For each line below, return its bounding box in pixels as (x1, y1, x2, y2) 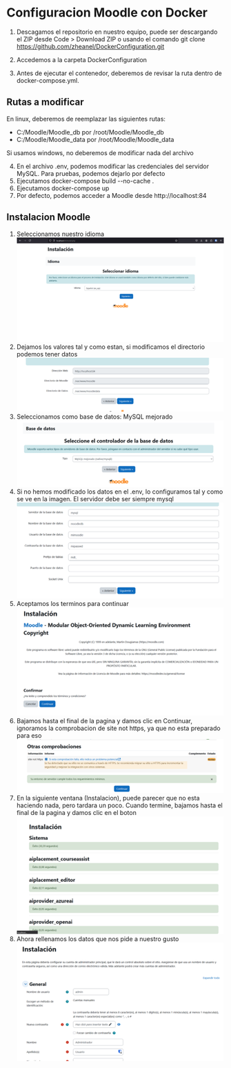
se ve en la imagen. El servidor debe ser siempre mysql (16, 495, 174, 503)
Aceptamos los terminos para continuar (16, 599, 129, 607)
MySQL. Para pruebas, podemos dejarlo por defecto (16, 169, 165, 177)
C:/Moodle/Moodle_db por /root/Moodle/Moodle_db (16, 128, 165, 136)
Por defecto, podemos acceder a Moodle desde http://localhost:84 (16, 191, 208, 199)
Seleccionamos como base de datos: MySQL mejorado (16, 412, 173, 421)
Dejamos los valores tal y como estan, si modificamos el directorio (16, 343, 205, 351)
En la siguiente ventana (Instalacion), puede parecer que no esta (16, 794, 201, 803)
